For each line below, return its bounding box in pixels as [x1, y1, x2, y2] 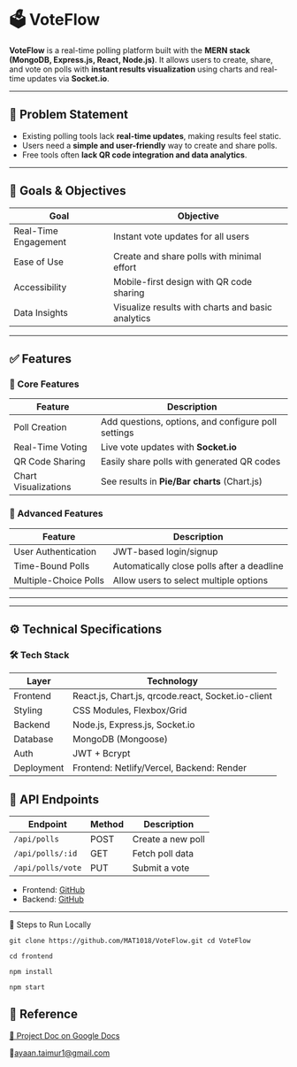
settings [100, 426, 134, 439]
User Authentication [13, 545, 97, 557]
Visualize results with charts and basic [113, 301, 272, 313]
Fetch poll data [132, 848, 194, 860]
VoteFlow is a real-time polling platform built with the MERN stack [9, 44, 250, 56]
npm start [9, 983, 46, 992]
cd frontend [9, 952, 53, 961]
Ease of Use [13, 256, 65, 268]
